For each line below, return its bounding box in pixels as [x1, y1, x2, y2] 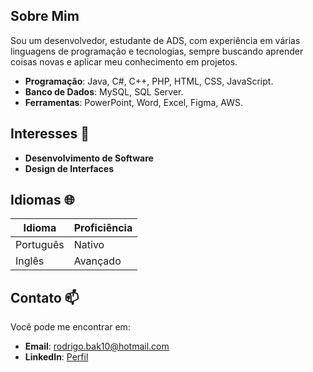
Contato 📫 [10, 289, 80, 306]
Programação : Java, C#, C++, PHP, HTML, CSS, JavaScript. [24, 75, 274, 87]
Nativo [73, 238, 105, 252]
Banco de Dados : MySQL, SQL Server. [24, 85, 184, 98]
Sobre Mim [10, 8, 80, 25]
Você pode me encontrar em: [10, 321, 131, 333]
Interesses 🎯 [10, 125, 90, 143]
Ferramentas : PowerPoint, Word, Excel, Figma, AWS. [24, 96, 244, 108]
